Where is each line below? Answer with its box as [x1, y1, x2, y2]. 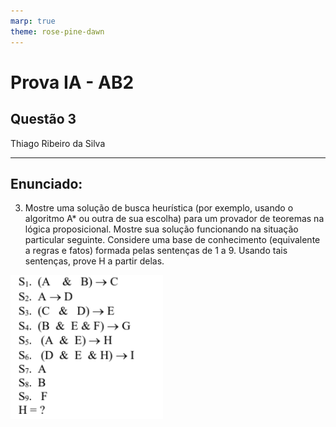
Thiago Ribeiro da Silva [10, 137, 106, 149]
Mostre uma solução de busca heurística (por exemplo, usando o [24, 202, 294, 214]
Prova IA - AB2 [10, 71, 135, 94]
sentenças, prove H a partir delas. [24, 255, 165, 267]
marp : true [10, 16, 56, 26]
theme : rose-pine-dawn [10, 26, 105, 37]
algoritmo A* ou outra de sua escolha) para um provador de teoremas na [24, 213, 325, 225]
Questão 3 [10, 111, 77, 128]
